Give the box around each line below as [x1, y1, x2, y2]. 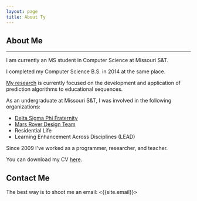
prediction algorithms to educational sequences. [6, 86, 123, 93]
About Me [6, 36, 43, 46]
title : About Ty [6, 14, 46, 20]
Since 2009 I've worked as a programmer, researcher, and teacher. [6, 145, 168, 152]
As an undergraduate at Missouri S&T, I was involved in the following [6, 97, 172, 104]
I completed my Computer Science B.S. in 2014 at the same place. [6, 68, 166, 75]
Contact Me [6, 173, 50, 183]
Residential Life [14, 127, 52, 134]
